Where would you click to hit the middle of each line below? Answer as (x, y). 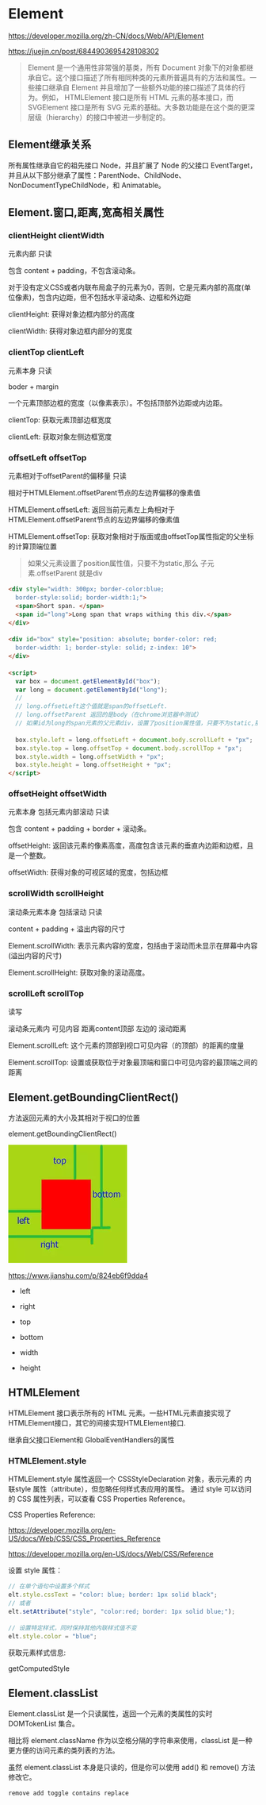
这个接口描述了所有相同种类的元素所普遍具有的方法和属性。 (152, 77)
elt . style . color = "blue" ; (53, 1637)
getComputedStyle (39, 1668)
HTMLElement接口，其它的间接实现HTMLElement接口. (97, 1422)
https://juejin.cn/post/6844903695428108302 (84, 51)
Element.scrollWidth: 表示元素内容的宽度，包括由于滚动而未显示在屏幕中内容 (133, 945)
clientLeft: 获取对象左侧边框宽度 (60, 437)
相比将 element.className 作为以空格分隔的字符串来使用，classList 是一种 (131, 1740)
